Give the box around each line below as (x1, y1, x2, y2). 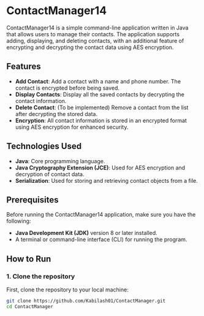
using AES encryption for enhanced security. (15, 123, 129, 131)
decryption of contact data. (15, 170, 85, 178)
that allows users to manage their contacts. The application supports (6, 30, 179, 37)
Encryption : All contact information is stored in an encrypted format (15, 117, 187, 124)
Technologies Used (6, 141, 81, 152)
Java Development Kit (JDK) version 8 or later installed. (15, 229, 157, 237)
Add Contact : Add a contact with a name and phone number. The (15, 77, 181, 85)
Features (6, 61, 41, 72)
